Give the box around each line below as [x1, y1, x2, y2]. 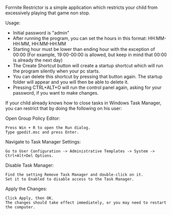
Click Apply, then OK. [5, 195, 54, 201]
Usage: [5, 20, 21, 26]
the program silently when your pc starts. [12, 68, 100, 74]
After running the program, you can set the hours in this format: [12, 35, 147, 41]
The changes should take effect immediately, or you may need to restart [5, 200, 167, 205]
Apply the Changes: [5, 186, 47, 192]
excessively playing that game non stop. [5, 10, 90, 16]
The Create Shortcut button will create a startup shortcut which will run [12, 63, 163, 68]
